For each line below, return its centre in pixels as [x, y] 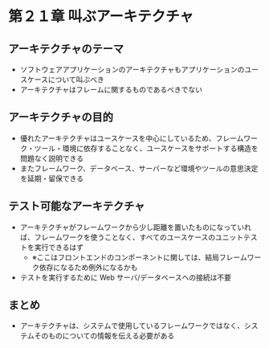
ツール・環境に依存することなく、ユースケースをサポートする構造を [146, 148]
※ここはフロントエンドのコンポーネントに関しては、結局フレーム [139, 257]
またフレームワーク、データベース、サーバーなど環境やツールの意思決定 [139, 168]
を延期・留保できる [52, 178]
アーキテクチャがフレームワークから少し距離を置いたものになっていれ [135, 227]
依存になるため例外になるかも [88, 267]
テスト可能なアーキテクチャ [77, 206]
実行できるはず [59, 247]
